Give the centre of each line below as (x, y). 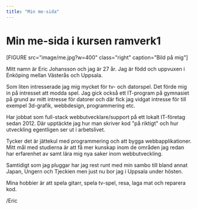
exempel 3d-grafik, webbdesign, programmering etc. (71, 105)
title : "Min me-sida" (33, 12)
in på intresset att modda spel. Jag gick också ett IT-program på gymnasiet (98, 93)
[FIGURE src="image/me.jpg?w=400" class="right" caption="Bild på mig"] (97, 57)
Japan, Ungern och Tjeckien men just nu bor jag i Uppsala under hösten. (95, 171)
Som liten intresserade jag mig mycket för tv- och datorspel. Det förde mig (97, 86)
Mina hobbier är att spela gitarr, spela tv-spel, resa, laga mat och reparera (96, 183)
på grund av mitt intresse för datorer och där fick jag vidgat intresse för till (96, 99)
